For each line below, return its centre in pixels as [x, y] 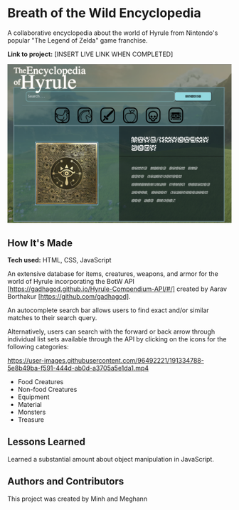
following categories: [38, 347]
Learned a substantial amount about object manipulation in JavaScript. [111, 459]
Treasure [31, 420]
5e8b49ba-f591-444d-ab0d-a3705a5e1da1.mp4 [78, 368]
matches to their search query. [52, 318]
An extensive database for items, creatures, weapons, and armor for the [113, 274]
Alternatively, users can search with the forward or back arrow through [111, 331]
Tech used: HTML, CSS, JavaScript [59, 260]
